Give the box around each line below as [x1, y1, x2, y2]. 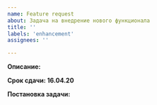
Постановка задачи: [7, 90, 71, 99]
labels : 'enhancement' [7, 30, 74, 38]
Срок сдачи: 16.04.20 [7, 76, 74, 85]
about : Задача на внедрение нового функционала [7, 17, 151, 24]
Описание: [7, 62, 41, 71]
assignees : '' [7, 37, 50, 44]
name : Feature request [7, 10, 74, 18]
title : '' [7, 23, 37, 31]
